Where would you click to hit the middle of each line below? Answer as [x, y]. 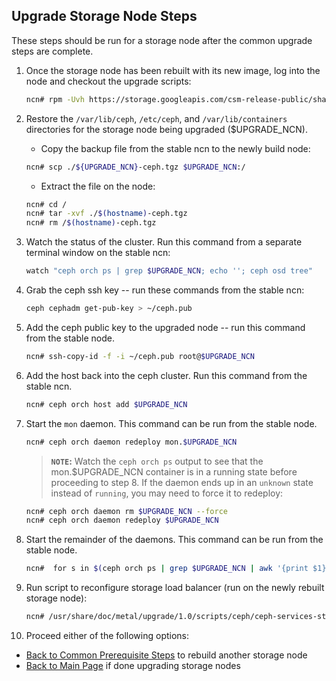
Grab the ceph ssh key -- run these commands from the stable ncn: [165, 290]
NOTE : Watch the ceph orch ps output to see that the [157, 461]
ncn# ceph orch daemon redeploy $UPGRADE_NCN [122, 520]
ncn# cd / [46, 204]
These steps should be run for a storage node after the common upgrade [162, 40]
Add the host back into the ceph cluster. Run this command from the [166, 375]
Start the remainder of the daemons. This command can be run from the [174, 540]
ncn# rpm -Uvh [55, 99]
